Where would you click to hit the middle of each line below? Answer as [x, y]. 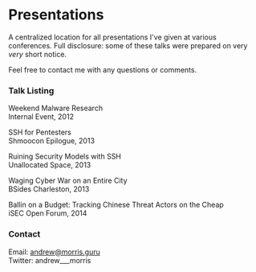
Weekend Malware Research [55, 108]
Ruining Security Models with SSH [65, 157]
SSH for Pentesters [40, 132]
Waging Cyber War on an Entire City [68, 181]
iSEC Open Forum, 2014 [48, 213]
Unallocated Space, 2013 [50, 165]
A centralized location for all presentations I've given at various [112, 37]
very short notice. [37, 54]
